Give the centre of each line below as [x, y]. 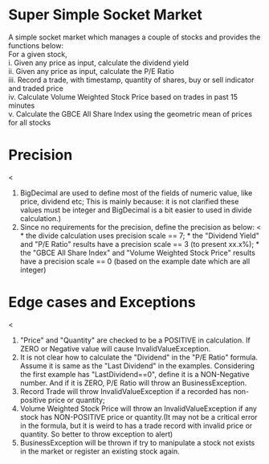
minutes [22, 105]
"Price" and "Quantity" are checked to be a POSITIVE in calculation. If [135, 340]
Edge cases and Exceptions [102, 302]
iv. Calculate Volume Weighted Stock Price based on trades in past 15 [123, 96]
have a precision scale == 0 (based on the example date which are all [135, 261]
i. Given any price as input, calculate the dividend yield [99, 63]
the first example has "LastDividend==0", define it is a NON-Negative [135, 374]
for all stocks [30, 122]
